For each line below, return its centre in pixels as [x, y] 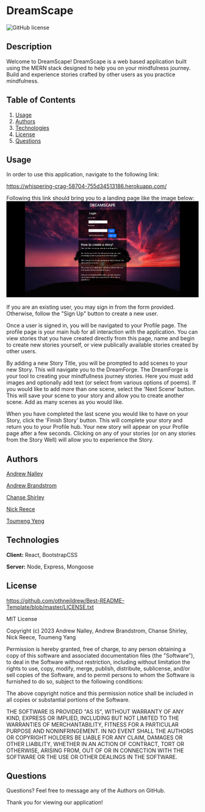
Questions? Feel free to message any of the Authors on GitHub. [86, 791]
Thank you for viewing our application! [55, 802]
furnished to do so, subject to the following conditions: [75, 681]
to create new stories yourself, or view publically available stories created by [103, 345]
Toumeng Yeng [25, 521]
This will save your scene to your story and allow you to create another [95, 396]
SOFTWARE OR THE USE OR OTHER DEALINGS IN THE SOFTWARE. [92, 756]
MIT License [22, 619]
